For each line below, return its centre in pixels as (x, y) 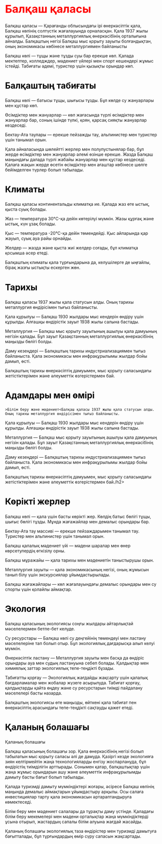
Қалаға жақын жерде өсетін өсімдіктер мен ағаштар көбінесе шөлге (76, 165)
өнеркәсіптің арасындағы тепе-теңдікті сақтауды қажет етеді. (69, 708)
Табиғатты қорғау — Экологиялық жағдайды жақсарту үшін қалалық (77, 678)
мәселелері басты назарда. (34, 693)
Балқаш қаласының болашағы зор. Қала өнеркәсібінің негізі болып (74, 751)
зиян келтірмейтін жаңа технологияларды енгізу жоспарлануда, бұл (76, 762)
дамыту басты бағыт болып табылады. (45, 777)
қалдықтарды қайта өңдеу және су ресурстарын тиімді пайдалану (74, 688)
